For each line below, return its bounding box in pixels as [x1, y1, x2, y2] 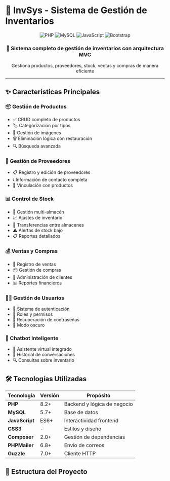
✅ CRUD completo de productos [12, 116, 80, 122]
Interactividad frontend [64, 417, 119, 424]
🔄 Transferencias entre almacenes [12, 221, 84, 228]
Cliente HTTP [64, 450, 96, 457]
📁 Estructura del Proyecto [5, 467, 88, 476]
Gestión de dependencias [64, 433, 125, 440]
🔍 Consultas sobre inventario [12, 357, 74, 363]
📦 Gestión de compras [12, 267, 62, 273]
